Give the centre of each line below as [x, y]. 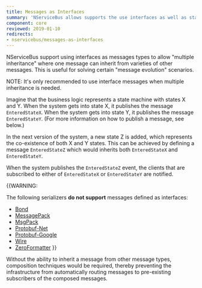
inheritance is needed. [34, 88]
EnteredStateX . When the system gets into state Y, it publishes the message [100, 112]
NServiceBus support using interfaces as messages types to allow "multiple [100, 57]
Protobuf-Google [36, 235]
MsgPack [26, 222]
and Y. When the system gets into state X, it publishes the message [90, 106]
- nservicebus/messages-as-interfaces [55, 40]
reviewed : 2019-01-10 [33, 29]
